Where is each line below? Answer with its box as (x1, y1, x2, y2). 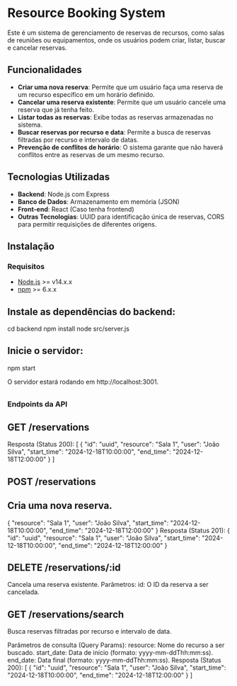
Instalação (7, 240, 55, 252)
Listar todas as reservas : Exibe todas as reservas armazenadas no (17, 113, 214, 121)
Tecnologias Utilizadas (7, 171, 110, 183)
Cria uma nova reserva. (7, 500, 112, 512)
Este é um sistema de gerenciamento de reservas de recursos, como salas (7, 28, 225, 37)
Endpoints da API (7, 399, 68, 409)
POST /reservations (7, 476, 96, 488)
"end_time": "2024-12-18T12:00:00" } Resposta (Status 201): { (49, 526, 230, 534)
